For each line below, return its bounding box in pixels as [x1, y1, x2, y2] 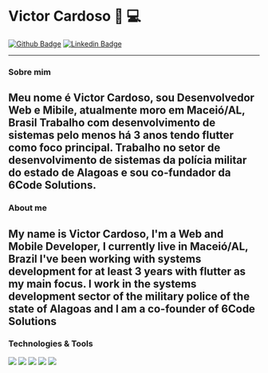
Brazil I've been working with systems [8, 252, 202, 265]
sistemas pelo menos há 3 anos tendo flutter [8, 129, 234, 142]
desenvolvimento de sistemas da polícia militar [8, 153, 247, 167]
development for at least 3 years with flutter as [8, 264, 246, 278]
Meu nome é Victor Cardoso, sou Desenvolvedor [8, 91, 255, 105]
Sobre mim [8, 66, 52, 77]
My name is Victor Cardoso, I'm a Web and [8, 227, 224, 240]
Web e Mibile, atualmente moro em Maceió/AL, [8, 104, 246, 117]
